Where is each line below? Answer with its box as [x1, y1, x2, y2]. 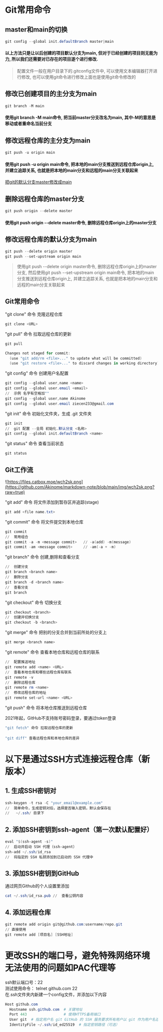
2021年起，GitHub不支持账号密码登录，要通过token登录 [5, 715, 116, 721]
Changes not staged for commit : [5, 351, 70, 356]
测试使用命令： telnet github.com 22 [5, 985, 78, 991]
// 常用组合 [5, 534, 29, 539]
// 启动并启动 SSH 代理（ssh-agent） [5, 845, 77, 850]
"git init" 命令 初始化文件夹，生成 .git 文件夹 [5, 411, 92, 416]
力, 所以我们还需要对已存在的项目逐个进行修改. [5, 56, 98, 62]
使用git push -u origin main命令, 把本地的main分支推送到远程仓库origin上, [5, 161, 154, 167]
